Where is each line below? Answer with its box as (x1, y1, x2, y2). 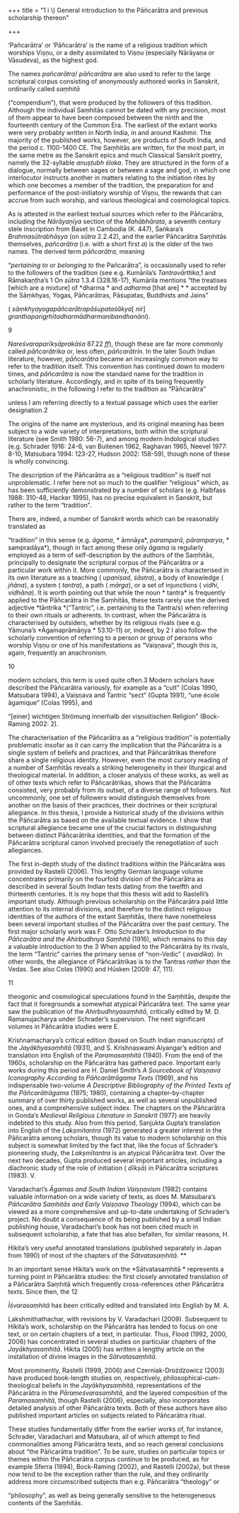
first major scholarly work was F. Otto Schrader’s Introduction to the (8, 928, 206, 935)
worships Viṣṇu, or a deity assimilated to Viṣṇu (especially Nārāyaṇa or (8, 49, 215, 57)
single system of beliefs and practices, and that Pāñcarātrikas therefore (8, 749, 216, 756)
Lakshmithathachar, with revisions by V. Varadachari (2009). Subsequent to (8, 1315, 228, 1323)
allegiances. (8, 846, 43, 854)
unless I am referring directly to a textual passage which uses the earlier (8, 399, 218, 407)
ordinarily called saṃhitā (8, 85, 81, 93)
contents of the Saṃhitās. (8, 1499, 83, 1507)
